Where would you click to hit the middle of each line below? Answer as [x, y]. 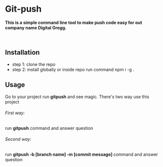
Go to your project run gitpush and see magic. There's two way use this [77, 97]
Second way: [18, 139]
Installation [22, 52]
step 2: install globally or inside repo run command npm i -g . [73, 69]
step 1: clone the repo [34, 64]
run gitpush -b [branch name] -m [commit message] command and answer [81, 154]
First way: [15, 113]
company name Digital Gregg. [36, 27]
